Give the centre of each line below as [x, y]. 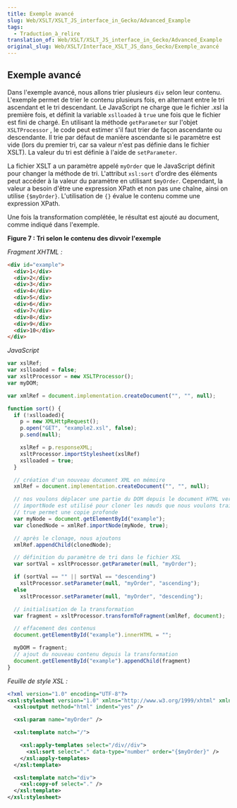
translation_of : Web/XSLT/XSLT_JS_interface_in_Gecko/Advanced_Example [115, 40]
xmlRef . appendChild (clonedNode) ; [63, 545]
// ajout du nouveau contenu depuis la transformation [96, 655]
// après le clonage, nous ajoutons [67, 538]
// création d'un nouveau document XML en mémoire [90, 480]
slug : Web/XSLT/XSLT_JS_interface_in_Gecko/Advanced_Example [99, 20]
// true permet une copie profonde [66, 512]
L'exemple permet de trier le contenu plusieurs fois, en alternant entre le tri [116, 100]
